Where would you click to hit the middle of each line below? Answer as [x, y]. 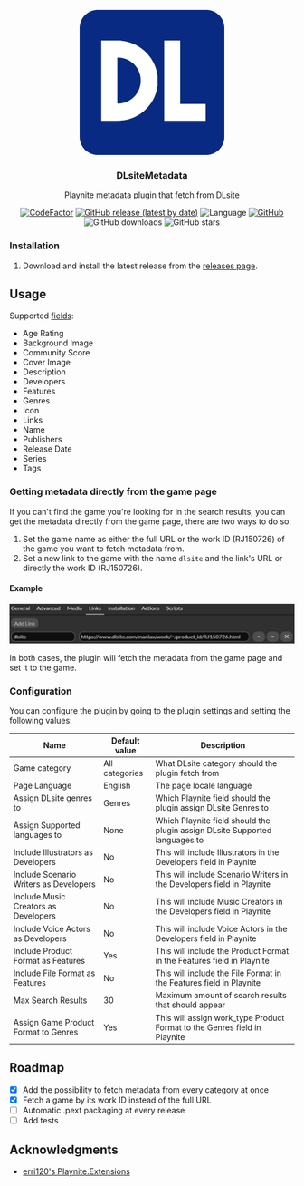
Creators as [35, 907]
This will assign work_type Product [220, 1017]
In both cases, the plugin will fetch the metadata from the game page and [146, 657]
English [117, 786]
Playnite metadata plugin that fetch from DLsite [152, 195]
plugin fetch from [187, 773]
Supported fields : [42, 316]
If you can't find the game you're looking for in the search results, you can [147, 511]
